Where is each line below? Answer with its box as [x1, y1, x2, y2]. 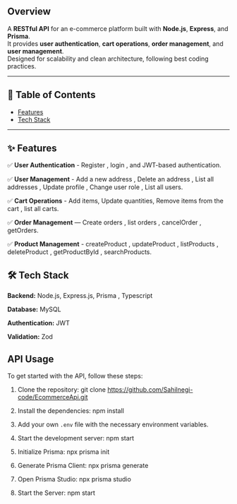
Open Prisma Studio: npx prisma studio [17, 475, 132, 484]
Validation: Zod [7, 332, 53, 341]
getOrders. [7, 226, 39, 235]
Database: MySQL [7, 305, 61, 313]
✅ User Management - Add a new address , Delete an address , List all [7, 175, 214, 184]
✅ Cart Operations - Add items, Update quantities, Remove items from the [7, 197, 224, 205]
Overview [7, 6, 51, 18]
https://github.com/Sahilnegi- [107, 385, 193, 394]
